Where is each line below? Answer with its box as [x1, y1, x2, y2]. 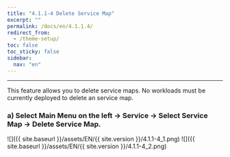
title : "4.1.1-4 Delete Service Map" [7, 10, 115, 17]
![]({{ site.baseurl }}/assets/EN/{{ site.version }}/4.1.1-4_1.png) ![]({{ [7, 134, 195, 143]
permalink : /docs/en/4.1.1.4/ [7, 23, 94, 29]
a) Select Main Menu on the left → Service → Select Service [7, 110, 208, 120]
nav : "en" [13, 61, 41, 68]
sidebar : [7, 55, 32, 62]
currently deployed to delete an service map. [7, 93, 133, 101]
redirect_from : [7, 29, 51, 36]
